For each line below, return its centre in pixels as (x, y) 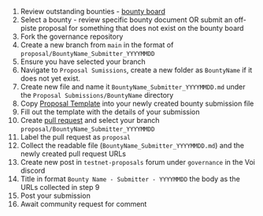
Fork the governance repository (72, 36)
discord (33, 170)
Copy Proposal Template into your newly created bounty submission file (137, 103)
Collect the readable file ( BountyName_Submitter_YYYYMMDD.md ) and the (132, 145)
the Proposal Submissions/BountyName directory (97, 95)
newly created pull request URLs (73, 154)
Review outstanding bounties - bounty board (93, 11)
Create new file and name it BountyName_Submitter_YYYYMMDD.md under (133, 87)
